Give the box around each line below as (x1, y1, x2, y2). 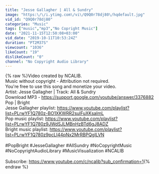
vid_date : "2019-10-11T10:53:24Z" (5, 36, 78, 41)
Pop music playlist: (5, 115, 44, 122)
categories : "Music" (5, 21, 49, 27)
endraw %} (5, 164, 29, 170)
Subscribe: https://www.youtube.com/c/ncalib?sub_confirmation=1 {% (5, 158, 150, 164)
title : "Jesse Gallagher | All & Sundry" (5, 7, 94, 13)
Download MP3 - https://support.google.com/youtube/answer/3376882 (5, 94, 154, 100)
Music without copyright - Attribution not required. (5, 78, 110, 84)
